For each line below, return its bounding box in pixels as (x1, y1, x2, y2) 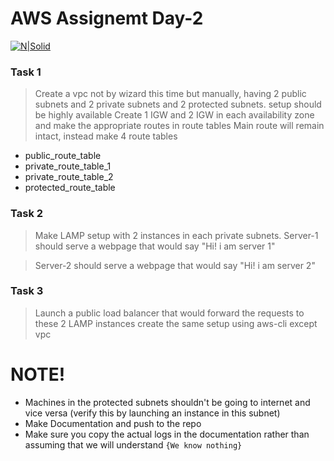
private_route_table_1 (24, 160, 112, 172)
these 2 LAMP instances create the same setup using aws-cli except (34, 317, 318, 329)
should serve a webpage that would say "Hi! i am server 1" (34, 240, 276, 252)
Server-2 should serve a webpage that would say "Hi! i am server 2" (34, 259, 316, 271)
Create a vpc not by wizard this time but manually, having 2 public (34, 88, 307, 100)
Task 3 (10, 284, 44, 298)
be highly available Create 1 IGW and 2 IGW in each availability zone (34, 109, 315, 121)
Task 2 (10, 207, 44, 221)
